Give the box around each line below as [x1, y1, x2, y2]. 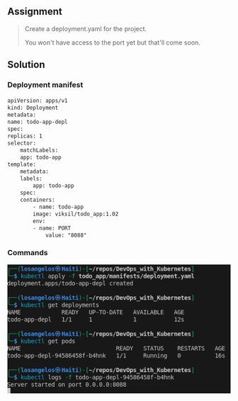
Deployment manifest [7, 80, 84, 90]
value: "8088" [45, 232, 87, 239]
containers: [20, 196, 55, 203]
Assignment [7, 6, 62, 18]
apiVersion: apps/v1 [7, 97, 69, 104]
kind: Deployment [7, 104, 59, 111]
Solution [7, 59, 45, 71]
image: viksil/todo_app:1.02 [33, 210, 119, 218]
